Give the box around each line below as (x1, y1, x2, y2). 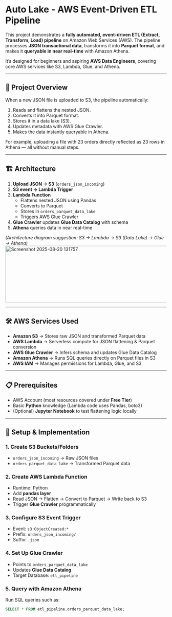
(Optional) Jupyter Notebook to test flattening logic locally (12, 408, 137, 414)
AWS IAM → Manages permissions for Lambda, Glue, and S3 (12, 360, 142, 366)
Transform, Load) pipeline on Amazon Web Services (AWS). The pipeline (5, 37, 161, 43)
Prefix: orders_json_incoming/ (12, 531, 76, 537)
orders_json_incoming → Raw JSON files (12, 454, 99, 461)
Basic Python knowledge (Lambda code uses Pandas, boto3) (12, 402, 142, 409)
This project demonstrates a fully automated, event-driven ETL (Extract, (5, 31, 160, 38)
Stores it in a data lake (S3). (12, 117, 71, 124)
